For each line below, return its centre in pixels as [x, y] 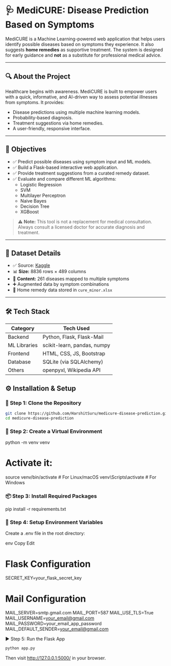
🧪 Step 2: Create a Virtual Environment [54, 431]
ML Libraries [23, 346]
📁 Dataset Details [33, 253]
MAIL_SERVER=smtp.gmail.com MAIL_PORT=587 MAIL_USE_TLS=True [79, 613]
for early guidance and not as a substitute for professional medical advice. [83, 55]
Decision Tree [35, 206]
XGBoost [30, 212]
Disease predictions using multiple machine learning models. [76, 112]
